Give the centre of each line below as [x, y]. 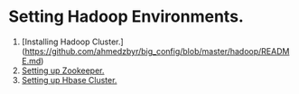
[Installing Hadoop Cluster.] [72, 42]
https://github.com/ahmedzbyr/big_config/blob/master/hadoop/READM [157, 51]
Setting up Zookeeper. [63, 70]
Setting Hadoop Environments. [126, 17]
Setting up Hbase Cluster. [69, 80]
